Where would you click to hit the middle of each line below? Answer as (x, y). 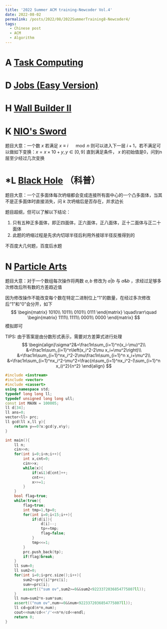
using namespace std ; (28, 389)
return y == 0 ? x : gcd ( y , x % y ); (42, 426)
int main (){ (17, 440)
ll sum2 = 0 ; (25, 571)
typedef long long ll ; (29, 394)
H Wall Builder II (38, 108)
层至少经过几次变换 (25, 158)
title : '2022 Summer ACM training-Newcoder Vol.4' (59, 10)
